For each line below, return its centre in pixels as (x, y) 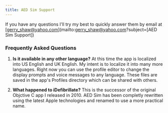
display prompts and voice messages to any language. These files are (85, 75)
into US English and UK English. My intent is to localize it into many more (88, 64)
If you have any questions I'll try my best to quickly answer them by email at (84, 24)
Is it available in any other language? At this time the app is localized (84, 59)
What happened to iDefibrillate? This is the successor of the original (84, 90)
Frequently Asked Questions (41, 48)
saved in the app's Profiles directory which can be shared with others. (85, 80)
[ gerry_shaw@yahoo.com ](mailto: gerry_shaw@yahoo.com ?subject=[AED (81, 29)
